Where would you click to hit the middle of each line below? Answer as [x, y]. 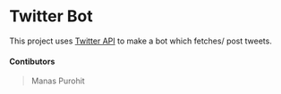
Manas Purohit [58, 81]
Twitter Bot [51, 16]
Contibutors [32, 61]
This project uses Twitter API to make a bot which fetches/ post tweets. [141, 41]
